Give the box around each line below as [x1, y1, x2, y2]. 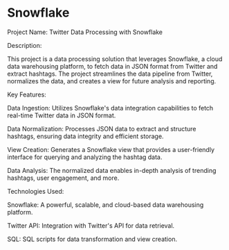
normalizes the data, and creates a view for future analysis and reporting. [7, 76, 217, 85]
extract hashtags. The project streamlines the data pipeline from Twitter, [7, 69, 213, 78]
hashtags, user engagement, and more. [7, 174, 120, 182]
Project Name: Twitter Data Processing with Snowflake [7, 28, 163, 36]
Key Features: [7, 90, 46, 99]
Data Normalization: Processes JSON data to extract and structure [7, 124, 196, 133]
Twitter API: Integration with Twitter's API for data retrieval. [7, 221, 175, 230]
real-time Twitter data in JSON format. [7, 111, 116, 119]
